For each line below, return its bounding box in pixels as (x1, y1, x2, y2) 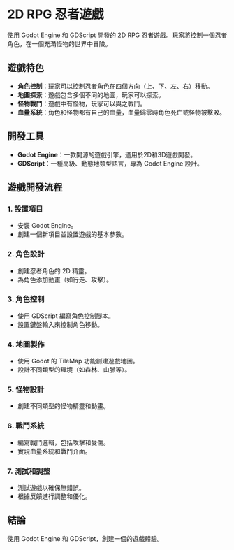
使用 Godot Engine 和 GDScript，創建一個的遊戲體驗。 (7, 534, 163, 542)
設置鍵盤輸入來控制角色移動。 (17, 320, 103, 328)
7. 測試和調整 (7, 466, 51, 476)
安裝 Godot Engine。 (17, 222, 78, 230)
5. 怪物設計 (7, 385, 45, 395)
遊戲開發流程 (7, 181, 63, 193)
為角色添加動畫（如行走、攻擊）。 (17, 275, 113, 284)
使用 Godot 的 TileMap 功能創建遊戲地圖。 (17, 357, 139, 366)
